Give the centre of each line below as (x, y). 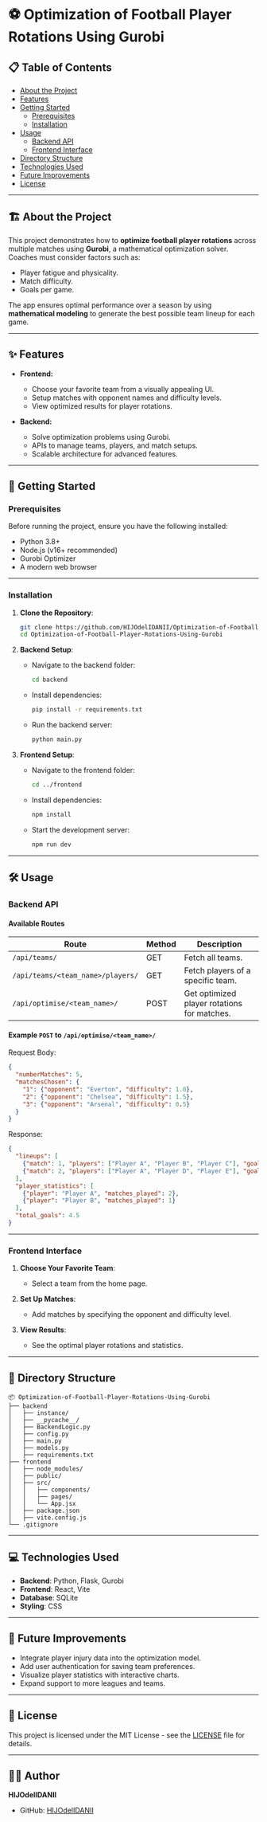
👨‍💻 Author (34, 1775)
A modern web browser (58, 567)
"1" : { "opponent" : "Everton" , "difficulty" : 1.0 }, (108, 1089)
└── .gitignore (33, 1525)
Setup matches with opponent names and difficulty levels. (127, 398)
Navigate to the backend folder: (83, 665)
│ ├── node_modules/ (46, 1469)
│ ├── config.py (39, 1434)
